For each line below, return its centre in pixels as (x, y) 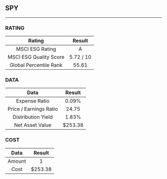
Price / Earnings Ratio (33, 109)
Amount (17, 161)
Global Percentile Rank (36, 65)
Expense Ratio (33, 101)
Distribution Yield (33, 117)
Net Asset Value (33, 125)
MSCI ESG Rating (36, 49)
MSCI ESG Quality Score (36, 57)
